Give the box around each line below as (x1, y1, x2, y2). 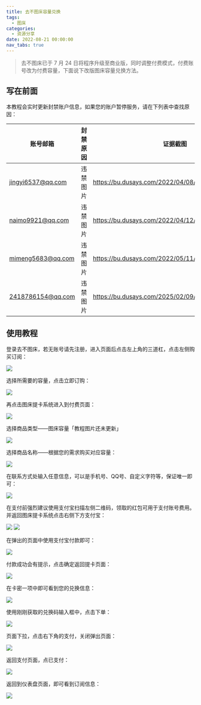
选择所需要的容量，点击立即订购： (6, 376, 90, 384)
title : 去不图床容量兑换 (6, 8, 61, 15)
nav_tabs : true (6, 42, 44, 48)
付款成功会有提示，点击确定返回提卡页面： (6, 560, 111, 567)
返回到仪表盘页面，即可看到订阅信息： (6, 680, 100, 687)
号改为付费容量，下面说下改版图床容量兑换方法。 (20, 66, 142, 74)
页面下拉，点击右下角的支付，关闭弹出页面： (6, 632, 117, 639)
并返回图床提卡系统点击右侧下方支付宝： (6, 511, 106, 518)
